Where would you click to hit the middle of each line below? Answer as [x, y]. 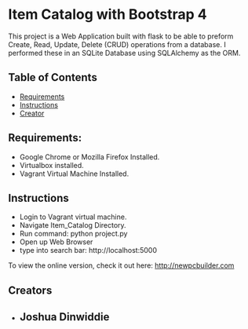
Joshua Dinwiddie [64, 317]
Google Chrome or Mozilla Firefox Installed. [89, 157]
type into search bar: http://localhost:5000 [88, 250]
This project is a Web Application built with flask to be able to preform [121, 36]
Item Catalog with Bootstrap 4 [108, 15]
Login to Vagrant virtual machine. [73, 217]
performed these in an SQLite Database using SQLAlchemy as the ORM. [124, 53]
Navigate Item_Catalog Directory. [73, 225]
